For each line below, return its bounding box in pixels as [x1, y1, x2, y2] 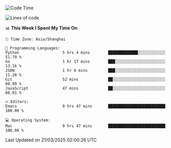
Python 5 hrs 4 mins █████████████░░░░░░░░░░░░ [5, 50, 166, 55]
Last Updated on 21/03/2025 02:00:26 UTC [5, 137, 97, 143]
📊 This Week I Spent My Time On [5, 25, 78, 31]
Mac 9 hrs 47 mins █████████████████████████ [5, 124, 166, 129]
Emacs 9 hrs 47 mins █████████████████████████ [5, 104, 166, 109]
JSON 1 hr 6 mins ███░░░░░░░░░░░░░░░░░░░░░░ [5, 68, 166, 73]
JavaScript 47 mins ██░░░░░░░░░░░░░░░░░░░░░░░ [5, 86, 166, 91]
